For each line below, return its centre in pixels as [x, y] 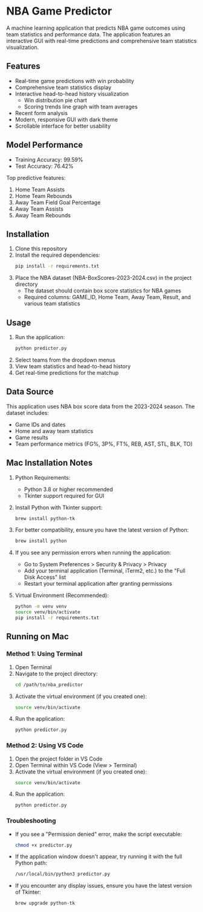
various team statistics [52, 303]
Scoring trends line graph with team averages [81, 107]
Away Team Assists [39, 209]
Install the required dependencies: [58, 255]
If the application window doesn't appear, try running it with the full [98, 857]
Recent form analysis [41, 113]
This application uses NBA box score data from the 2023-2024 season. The [101, 406]
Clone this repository [41, 249]
